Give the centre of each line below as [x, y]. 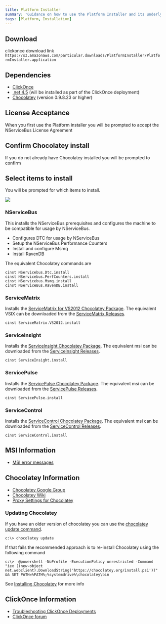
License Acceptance [38, 113]
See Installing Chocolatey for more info [45, 583]
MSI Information [30, 450]
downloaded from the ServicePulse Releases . [51, 389]
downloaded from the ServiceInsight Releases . [53, 351]
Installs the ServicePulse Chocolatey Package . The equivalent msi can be [80, 383]
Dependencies [28, 75]
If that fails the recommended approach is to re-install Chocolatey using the [82, 547]
